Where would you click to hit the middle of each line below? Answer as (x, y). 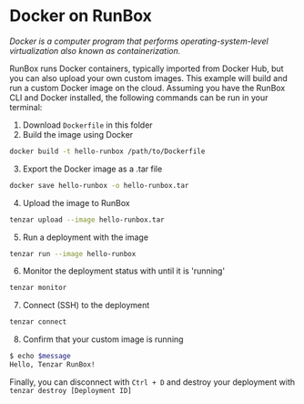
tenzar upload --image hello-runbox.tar (87, 220)
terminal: (26, 107)
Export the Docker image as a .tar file (92, 169)
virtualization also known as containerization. (95, 50)
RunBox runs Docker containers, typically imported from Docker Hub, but (147, 68)
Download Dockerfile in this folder (87, 125)
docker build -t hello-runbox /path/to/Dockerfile (107, 151)
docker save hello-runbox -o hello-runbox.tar (99, 185)
